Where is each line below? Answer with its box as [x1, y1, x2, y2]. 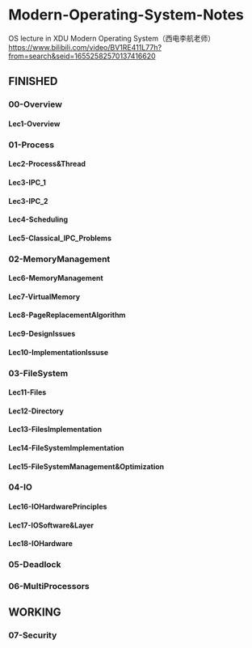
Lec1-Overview [8, 119, 61, 129]
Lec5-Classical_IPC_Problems [8, 233, 111, 243]
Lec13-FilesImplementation [8, 425, 103, 434]
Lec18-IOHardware [8, 539, 73, 548]
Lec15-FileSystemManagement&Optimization [8, 461, 165, 471]
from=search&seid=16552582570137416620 [8, 51, 156, 61]
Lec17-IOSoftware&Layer [8, 520, 94, 530]
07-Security [8, 629, 57, 641]
